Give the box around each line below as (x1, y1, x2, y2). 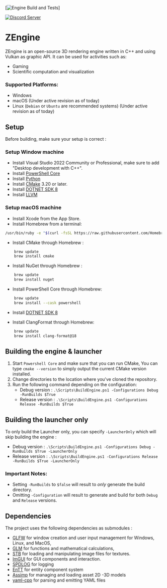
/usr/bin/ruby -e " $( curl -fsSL (5, 230, 72, 236)
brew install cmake (14, 254, 55, 259)
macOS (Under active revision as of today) (12, 98, 100, 104)
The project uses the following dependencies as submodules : (5, 525, 133, 531)
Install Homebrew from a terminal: (12, 221, 82, 227)
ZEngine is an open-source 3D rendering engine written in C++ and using (5, 48, 156, 54)
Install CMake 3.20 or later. (12, 181, 68, 187)
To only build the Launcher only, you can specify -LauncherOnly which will (5, 429, 157, 435)
